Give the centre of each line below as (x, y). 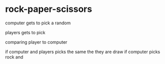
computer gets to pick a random (38, 23)
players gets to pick (25, 32)
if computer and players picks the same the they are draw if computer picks (83, 52)
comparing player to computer (36, 42)
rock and (14, 57)
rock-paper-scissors (49, 9)
